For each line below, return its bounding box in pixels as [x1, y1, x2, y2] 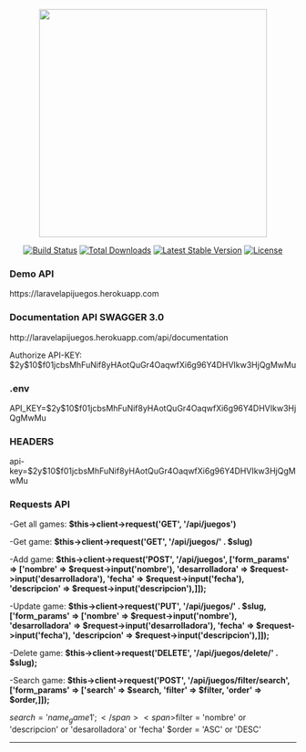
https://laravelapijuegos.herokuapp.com [9, 288, 159, 299]
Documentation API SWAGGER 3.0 [9, 311, 165, 324]
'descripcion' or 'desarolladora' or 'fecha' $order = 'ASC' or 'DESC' [9, 724, 261, 735]
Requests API [9, 498, 71, 511]
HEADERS [9, 434, 55, 447]
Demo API [9, 267, 55, 280]
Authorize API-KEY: [9, 350, 82, 360]
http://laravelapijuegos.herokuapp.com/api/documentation [9, 331, 229, 342]
